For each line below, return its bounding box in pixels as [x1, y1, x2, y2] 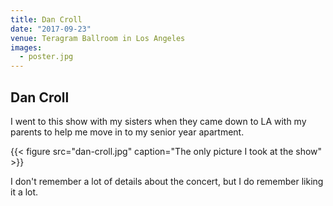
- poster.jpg [19, 52, 74, 62]
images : [10, 42, 43, 53]
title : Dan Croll [10, 14, 83, 25]
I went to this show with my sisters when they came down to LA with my [10, 115, 307, 127]
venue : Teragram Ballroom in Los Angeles [10, 33, 186, 43]
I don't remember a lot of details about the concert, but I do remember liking [10, 175, 324, 187]
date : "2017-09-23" [10, 24, 92, 34]
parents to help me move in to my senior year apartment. [10, 126, 245, 138]
